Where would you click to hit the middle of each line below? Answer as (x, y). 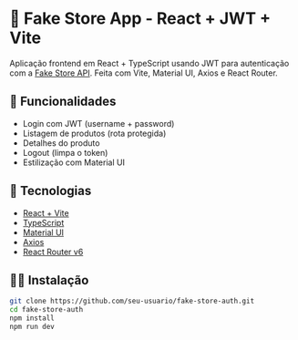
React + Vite (46, 212)
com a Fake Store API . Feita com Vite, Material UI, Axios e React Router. (144, 73)
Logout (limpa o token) (65, 152)
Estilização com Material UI (74, 162)
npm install (32, 318)
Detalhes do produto (61, 143)
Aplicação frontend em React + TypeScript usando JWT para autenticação (149, 63)
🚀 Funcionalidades (63, 102)
